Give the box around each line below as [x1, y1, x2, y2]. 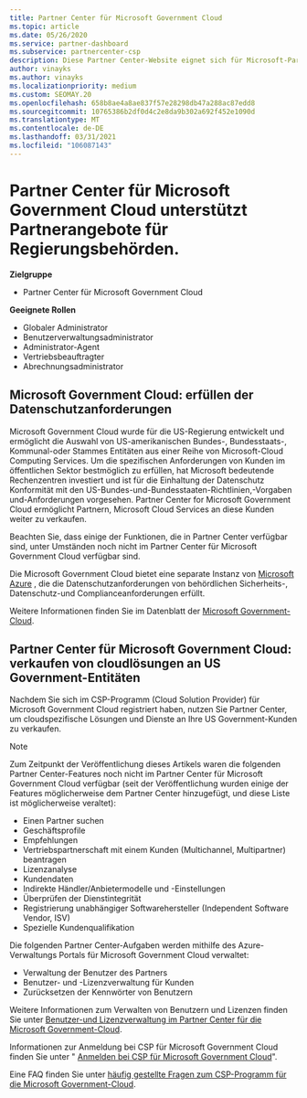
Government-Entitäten [9, 669, 141, 686]
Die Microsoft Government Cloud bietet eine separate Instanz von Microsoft [9, 568, 294, 579]
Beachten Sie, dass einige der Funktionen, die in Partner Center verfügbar [9, 531, 288, 542]
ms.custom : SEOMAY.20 [9, 90, 92, 99]
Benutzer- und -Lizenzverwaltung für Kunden [22, 977, 195, 988]
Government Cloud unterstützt [9, 199, 249, 220]
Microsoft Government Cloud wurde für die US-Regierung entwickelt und [9, 426, 285, 437]
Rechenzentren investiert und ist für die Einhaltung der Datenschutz [9, 474, 265, 485]
